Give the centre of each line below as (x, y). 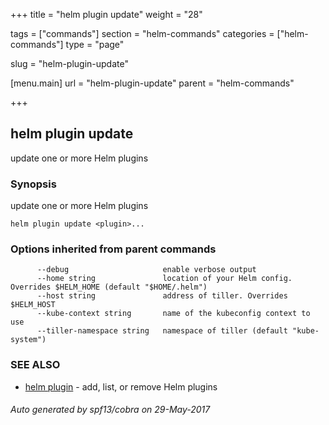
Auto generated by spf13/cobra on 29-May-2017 (110, 410)
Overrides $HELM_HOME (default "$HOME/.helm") (109, 287)
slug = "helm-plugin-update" (69, 63)
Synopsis (33, 184)
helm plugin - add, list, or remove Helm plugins (121, 386)
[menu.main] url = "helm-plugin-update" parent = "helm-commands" (152, 83)
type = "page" (95, 44)
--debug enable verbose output (146, 270)
